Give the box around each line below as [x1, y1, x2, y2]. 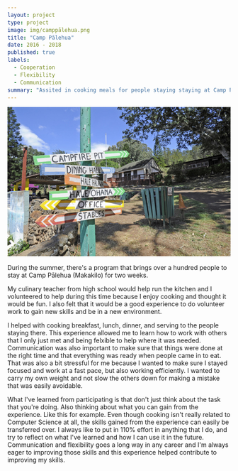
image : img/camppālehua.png [7, 26, 91, 33]
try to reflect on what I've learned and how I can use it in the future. [7, 433, 204, 441]
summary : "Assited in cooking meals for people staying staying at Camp [7, 86, 227, 94]
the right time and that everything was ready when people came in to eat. [7, 351, 222, 359]
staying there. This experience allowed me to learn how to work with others [7, 328, 227, 337]
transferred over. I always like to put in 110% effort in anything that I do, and [7, 425, 228, 433]
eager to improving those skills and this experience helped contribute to [7, 448, 217, 456]
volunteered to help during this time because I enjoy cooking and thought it [7, 292, 227, 301]
